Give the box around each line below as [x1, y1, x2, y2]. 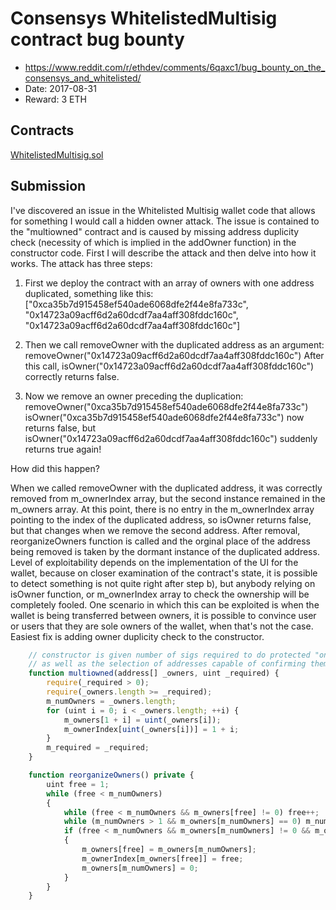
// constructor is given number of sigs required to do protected [28, 650, 311, 660]
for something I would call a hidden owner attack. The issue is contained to [10, 215, 320, 227]
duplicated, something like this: [24, 287, 154, 299]
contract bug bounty [10, 28, 185, 51]
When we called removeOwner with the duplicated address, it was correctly [10, 482, 323, 494]
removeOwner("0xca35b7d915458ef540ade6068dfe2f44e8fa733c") [24, 400, 309, 412]
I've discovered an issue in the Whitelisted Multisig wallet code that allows [10, 204, 316, 216]
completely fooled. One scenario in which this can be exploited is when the [10, 598, 320, 611]
